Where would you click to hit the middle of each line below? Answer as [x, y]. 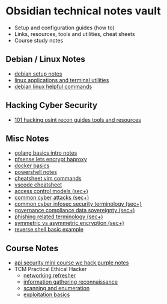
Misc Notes [27, 138]
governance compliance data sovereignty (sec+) [74, 210]
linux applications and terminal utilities [62, 80]
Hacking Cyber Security [51, 105]
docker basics [32, 165]
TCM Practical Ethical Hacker [50, 269]
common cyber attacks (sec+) [52, 198]
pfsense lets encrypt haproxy [51, 159]
